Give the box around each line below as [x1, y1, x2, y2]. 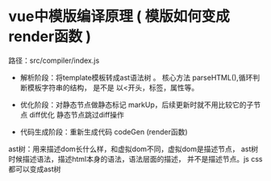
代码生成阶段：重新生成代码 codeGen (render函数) [19, 126, 188, 137]
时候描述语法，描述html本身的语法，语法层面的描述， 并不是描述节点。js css [8, 154, 263, 163]
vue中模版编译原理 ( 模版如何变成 [8, 7, 230, 26]
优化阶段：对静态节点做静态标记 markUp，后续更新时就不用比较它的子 [19, 100, 254, 109]
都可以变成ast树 [8, 164, 61, 174]
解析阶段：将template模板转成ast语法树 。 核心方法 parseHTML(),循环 [19, 72, 253, 82]
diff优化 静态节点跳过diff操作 [29, 109, 125, 119]
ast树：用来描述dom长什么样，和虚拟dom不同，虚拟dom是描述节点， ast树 [8, 144, 259, 154]
